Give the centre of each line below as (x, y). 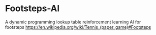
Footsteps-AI (32, 9)
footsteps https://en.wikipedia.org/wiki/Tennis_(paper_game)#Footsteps (78, 27)
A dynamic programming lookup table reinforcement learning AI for (73, 22)
